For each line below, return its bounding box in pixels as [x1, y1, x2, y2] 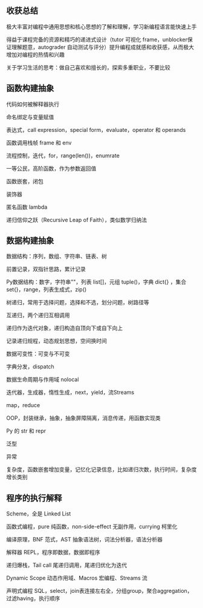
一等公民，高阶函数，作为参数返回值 [6, 165, 97, 172]
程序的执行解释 [6, 492, 62, 503]
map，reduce [6, 402, 40, 409]
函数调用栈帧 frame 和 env [6, 139, 72, 146]
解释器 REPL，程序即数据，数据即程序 [6, 549, 101, 556]
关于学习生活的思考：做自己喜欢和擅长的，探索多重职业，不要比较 [6, 64, 170, 71]
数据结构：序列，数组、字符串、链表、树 [6, 253, 107, 260]
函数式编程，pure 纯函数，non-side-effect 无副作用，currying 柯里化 [6, 523, 178, 531]
